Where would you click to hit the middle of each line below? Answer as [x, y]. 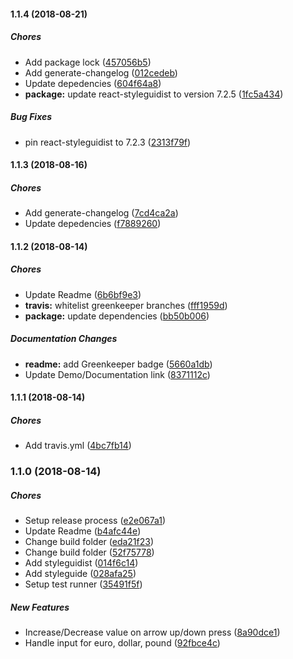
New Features [40, 607]
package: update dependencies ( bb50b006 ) [117, 316]
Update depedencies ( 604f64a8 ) [93, 83]
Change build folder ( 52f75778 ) [89, 552]
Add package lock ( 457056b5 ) [88, 62]
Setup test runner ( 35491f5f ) [83, 584]
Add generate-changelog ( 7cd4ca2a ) [101, 213]
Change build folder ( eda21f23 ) [89, 542]
